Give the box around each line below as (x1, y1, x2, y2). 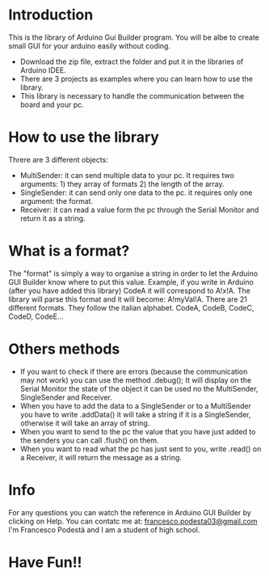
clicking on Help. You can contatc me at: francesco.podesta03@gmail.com (8, 516, 258, 526)
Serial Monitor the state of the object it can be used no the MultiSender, (19, 383, 258, 393)
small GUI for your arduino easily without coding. (8, 40, 171, 50)
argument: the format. (19, 196, 94, 205)
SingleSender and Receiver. (19, 392, 113, 402)
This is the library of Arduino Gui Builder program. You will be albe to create (8, 32, 260, 42)
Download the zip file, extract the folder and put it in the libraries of (19, 57, 244, 66)
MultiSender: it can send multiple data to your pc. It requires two (19, 170, 234, 180)
